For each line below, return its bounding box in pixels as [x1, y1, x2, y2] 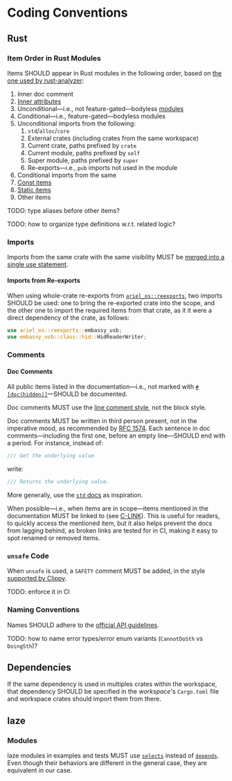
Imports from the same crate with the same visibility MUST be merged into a [7, 253, 225, 261]
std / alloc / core [27, 126, 70, 135]
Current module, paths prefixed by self [27, 148, 141, 157]
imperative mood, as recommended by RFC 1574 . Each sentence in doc [7, 424, 211, 433]
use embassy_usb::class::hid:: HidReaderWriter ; [7, 334, 148, 341]
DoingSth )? [7, 642, 38, 650]
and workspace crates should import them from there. [7, 695, 161, 703]
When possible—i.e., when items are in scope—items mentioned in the [7, 504, 209, 513]
